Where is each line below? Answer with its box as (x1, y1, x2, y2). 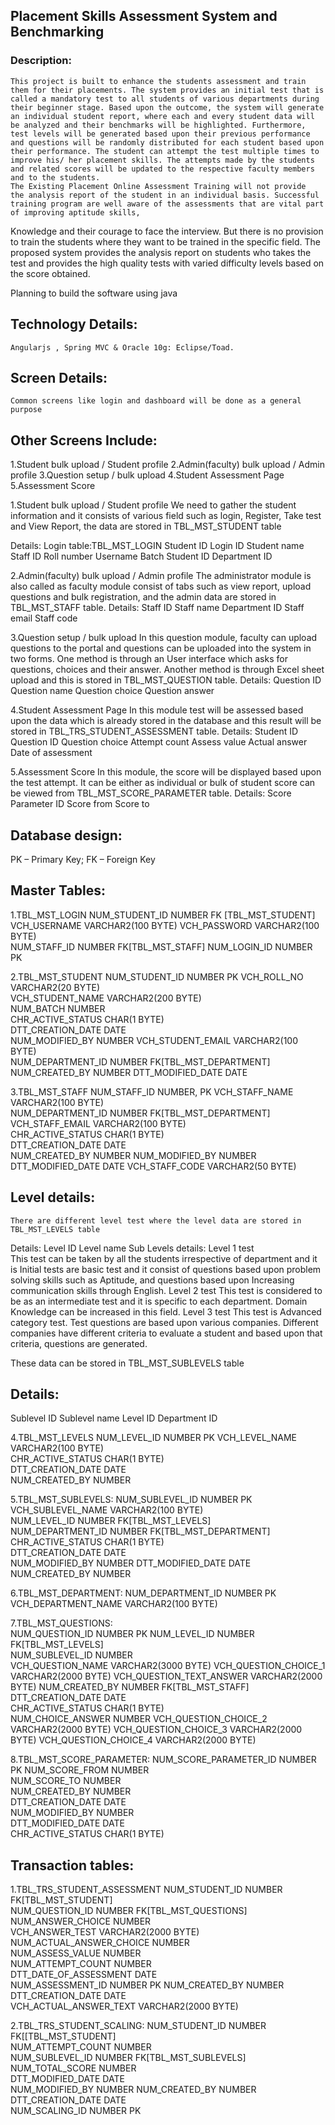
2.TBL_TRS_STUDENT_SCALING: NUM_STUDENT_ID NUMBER (10, 2020, 267, 2032)
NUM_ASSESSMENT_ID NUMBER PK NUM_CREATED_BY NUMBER (10, 1979, 285, 1991)
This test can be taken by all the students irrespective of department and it (10, 1252, 318, 1264)
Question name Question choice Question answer (10, 685, 215, 697)
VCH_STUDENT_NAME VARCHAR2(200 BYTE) (10, 992, 202, 1004)
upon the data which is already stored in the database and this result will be (10, 715, 322, 727)
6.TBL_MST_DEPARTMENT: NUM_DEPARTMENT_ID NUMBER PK (10, 1587, 277, 1599)
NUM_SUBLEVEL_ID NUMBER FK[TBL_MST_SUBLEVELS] (10, 2052, 247, 2064)
